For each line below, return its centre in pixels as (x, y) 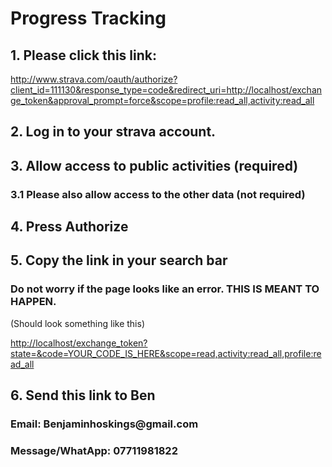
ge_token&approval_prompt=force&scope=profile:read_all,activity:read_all (162, 100)
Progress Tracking (88, 18)
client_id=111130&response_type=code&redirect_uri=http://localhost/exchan (166, 90)
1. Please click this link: (83, 55)
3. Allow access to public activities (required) (154, 165)
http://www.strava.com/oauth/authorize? (94, 79)
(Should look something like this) (77, 323)
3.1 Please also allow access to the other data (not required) (158, 194)
